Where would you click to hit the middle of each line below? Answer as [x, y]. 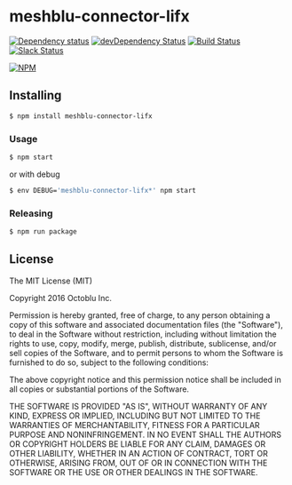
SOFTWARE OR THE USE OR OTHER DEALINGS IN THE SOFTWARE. [134, 472]
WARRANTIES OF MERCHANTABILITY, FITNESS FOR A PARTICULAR [134, 425]
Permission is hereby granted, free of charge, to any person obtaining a [140, 315]
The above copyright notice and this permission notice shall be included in [145, 379]
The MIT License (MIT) [51, 281]
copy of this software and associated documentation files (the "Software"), [146, 324]
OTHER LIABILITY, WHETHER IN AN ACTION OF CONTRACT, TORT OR [138, 453]
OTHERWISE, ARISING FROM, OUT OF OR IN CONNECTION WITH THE [138, 463]
